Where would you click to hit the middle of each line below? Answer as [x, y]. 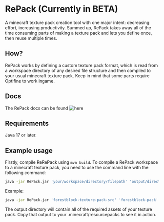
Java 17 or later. [21, 135]
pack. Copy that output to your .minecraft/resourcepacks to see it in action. [81, 214]
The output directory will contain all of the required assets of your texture [79, 209]
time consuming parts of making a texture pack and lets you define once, [79, 33]
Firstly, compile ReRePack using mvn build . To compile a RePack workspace [82, 162]
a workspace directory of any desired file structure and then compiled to [78, 70]
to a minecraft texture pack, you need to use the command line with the [77, 168]
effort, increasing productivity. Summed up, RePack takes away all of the [78, 27]
